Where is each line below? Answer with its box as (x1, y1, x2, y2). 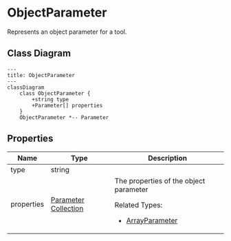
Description (147, 153, 188, 163)
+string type (32, 96, 69, 103)
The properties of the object (114, 176, 206, 185)
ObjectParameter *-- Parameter (19, 114, 109, 121)
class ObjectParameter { (19, 90, 91, 97)
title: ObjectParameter (7, 72, 76, 78)
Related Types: (114, 200, 163, 209)
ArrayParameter (126, 216, 178, 225)
